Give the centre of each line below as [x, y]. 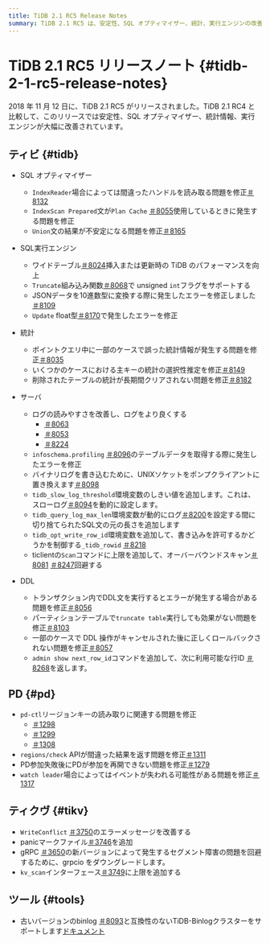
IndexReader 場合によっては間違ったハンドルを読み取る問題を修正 [139, 192]
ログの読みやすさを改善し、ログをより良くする [109, 414]
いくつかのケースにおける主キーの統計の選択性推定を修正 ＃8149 [138, 370]
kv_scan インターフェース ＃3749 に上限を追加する [100, 872]
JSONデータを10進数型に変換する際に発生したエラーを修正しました [144, 295]
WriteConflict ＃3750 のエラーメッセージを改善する [105, 832]
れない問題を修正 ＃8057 [72, 648]
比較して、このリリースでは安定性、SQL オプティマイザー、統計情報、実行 [132, 117]
